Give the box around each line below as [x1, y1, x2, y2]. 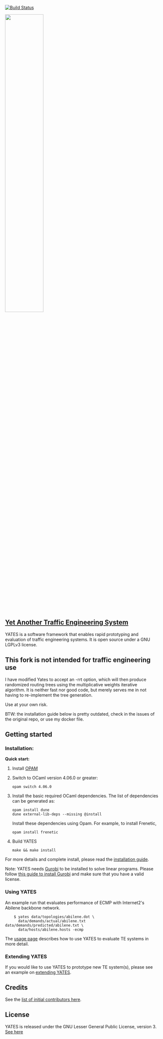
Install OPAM [12, 765, 38, 771]
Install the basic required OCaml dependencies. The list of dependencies [12, 793, 159, 799]
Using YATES [5, 889, 36, 895]
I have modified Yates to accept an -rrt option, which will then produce [5, 677, 147, 682]
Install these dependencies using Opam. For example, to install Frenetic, [12, 821, 157, 827]
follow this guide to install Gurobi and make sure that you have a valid [5, 871, 145, 877]
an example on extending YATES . [5, 969, 72, 975]
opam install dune [12, 807, 50, 813]
